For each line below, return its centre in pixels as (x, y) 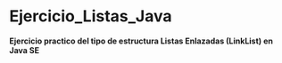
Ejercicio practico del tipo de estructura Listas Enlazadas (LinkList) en (141, 41)
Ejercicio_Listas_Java (91, 16)
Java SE (25, 50)
